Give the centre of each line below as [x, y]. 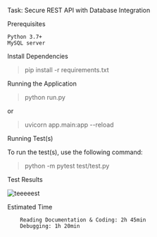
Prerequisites [26, 24]
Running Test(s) [30, 138]
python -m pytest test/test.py [67, 166]
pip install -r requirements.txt [67, 70]
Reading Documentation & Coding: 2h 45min [83, 220]
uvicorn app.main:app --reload [69, 125]
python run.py [45, 97]
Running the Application [42, 83]
